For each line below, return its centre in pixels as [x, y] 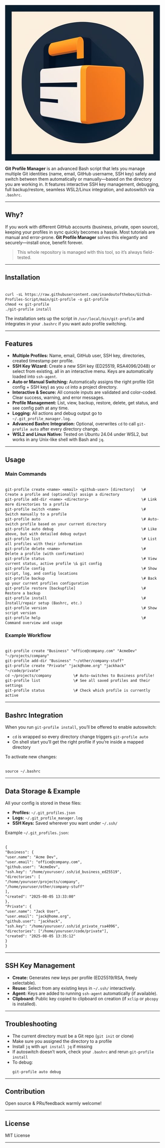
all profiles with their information [44, 544]
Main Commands [26, 474]
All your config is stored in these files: [43, 803]
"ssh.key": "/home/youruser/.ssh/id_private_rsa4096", [62, 926]
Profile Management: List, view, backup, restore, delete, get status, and [85, 403]
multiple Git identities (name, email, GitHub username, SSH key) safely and [81, 174]
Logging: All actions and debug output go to [57, 413]
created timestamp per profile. [43, 361]
